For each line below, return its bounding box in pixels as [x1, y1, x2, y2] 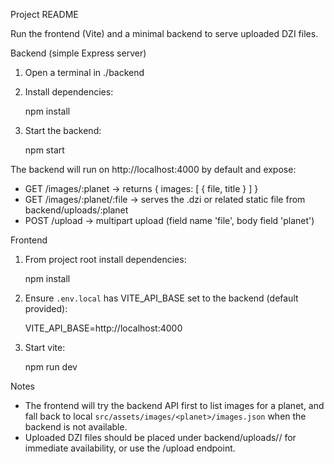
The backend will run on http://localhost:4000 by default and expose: [10, 164, 297, 175]
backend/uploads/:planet [24, 204, 129, 216]
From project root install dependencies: [24, 254, 187, 265]
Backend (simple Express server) [10, 47, 147, 59]
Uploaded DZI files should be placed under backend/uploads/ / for [24, 432, 297, 443]
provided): [24, 303, 68, 314]
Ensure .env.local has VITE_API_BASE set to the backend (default [24, 292, 299, 304]
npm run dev [24, 361, 78, 373]
